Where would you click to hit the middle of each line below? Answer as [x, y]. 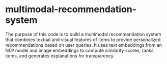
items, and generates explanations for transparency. [60, 56]
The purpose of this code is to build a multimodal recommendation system [83, 34]
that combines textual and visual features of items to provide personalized [83, 40]
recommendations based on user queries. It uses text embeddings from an [83, 45]
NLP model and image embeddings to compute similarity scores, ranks [79, 50]
